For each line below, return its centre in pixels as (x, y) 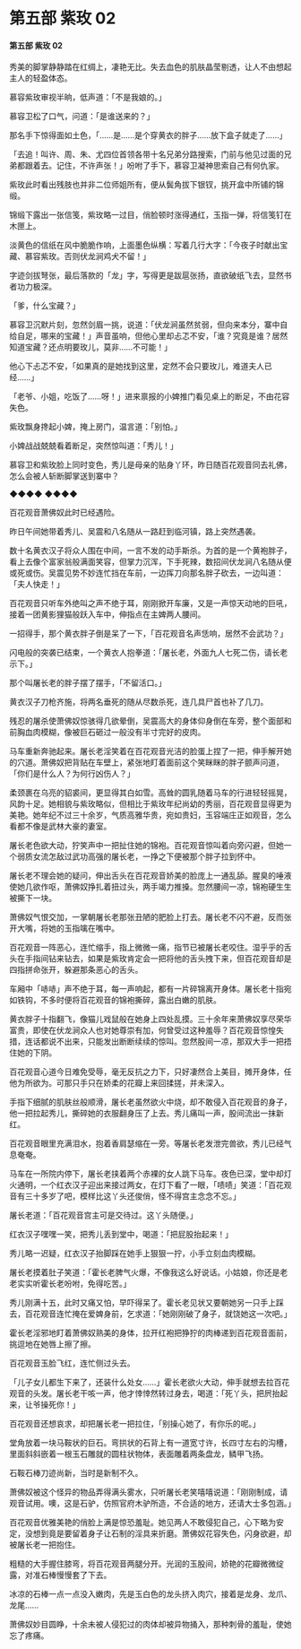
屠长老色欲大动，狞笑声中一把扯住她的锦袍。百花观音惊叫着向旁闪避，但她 (146, 846)
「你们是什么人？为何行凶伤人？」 (72, 774)
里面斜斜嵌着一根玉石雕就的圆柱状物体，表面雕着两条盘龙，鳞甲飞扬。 (139, 1454)
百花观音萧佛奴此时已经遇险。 (64, 513)
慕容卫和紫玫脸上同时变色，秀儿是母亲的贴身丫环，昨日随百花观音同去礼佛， (150, 465)
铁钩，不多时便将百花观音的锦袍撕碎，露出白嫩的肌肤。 (119, 1000)
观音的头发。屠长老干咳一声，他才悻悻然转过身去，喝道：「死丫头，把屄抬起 (149, 1393)
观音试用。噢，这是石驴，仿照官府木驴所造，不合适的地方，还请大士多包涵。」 (152, 1504)
